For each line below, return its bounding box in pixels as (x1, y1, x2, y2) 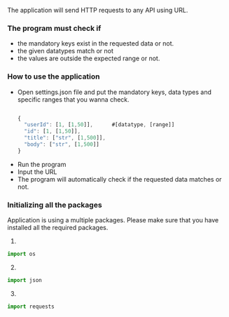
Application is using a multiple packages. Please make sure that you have (7, 216, 219, 224)
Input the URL (17, 168, 57, 176)
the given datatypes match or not (17, 47, 114, 55)
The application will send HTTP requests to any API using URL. (7, 6, 188, 14)
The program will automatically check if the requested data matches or (17, 175, 222, 183)
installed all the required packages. (7, 224, 109, 232)
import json (7, 277, 42, 284)
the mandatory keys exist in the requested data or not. (17, 39, 174, 48)
